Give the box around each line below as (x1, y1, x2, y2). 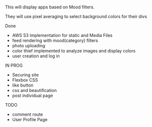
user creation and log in (12, 53, 60, 59)
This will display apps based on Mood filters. (5, 4, 95, 10)
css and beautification (12, 88, 57, 93)
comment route (12, 111, 43, 117)
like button (12, 82, 34, 88)
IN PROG (5, 63, 23, 68)
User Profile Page (12, 117, 48, 122)
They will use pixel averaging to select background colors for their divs (5, 14, 147, 19)
